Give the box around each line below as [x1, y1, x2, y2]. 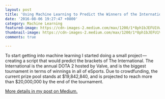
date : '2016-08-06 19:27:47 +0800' [5, 16, 78, 21]
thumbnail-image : [5, 30, 41, 35]
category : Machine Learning [5, 21, 63, 26]
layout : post [5, 7, 32, 12]
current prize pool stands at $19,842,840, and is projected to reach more [5, 73, 152, 79]
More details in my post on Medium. [5, 88, 78, 94]
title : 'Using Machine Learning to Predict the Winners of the [5, 12, 137, 17]
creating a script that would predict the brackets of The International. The [5, 58, 154, 64]
